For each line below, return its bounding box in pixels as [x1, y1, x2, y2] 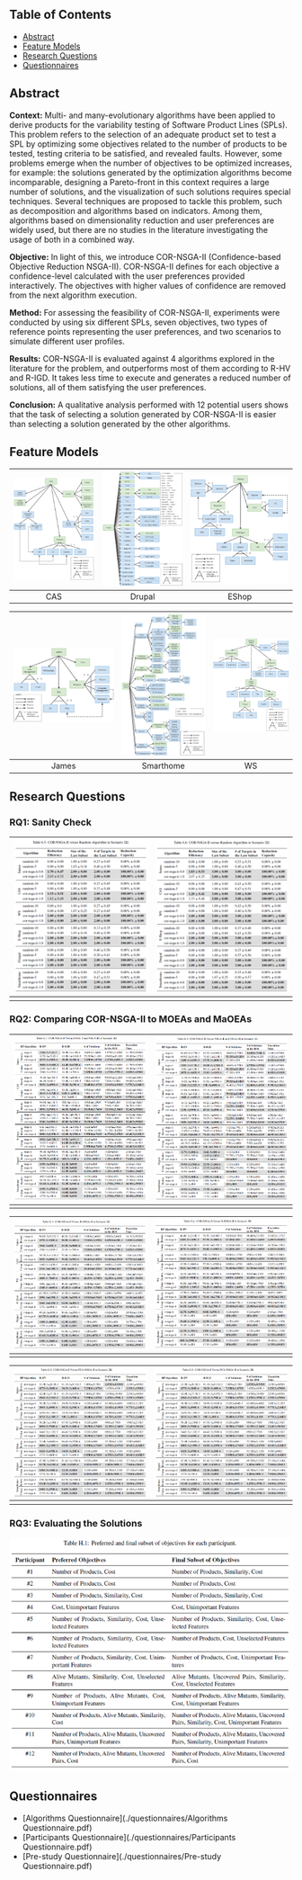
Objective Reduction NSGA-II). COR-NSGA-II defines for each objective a [9, 261, 280, 272]
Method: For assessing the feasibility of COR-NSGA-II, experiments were [9, 307, 280, 318]
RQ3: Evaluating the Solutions [9, 1517, 143, 1529]
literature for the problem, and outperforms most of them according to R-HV [9, 363, 291, 373]
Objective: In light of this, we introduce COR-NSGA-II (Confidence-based [9, 251, 281, 262]
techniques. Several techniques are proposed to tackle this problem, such [9, 195, 283, 206]
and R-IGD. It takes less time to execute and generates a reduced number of [9, 372, 291, 383]
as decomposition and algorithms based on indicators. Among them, [9, 205, 262, 216]
